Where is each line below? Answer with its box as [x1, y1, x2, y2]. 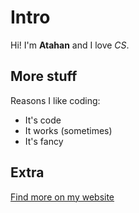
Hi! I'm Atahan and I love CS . [10, 39, 130, 51]
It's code [24, 114, 62, 126]
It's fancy [24, 135, 64, 147]
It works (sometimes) [24, 124, 113, 136]
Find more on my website [10, 191, 115, 203]
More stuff [10, 68, 78, 85]
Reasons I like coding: [10, 94, 101, 106]
